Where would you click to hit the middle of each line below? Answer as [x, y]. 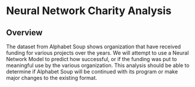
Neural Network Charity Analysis [89, 11]
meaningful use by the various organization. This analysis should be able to [98, 65]
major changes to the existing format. [52, 78]
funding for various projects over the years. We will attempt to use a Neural [97, 53]
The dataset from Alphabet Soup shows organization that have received [94, 46]
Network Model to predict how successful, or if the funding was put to [92, 59]
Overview [25, 33]
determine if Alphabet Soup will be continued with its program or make [92, 71]
